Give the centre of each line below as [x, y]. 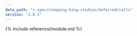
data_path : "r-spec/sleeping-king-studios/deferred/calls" [69, 10]
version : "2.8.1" [24, 14]
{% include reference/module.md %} [44, 28]
